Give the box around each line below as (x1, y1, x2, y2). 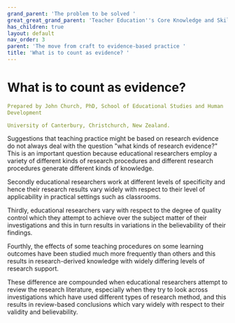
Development (7, 109, 42, 116)
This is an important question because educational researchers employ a (7, 149, 218, 158)
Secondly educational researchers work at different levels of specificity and (7, 178, 226, 186)
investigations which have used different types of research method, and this (7, 293, 227, 301)
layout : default (7, 29, 55, 37)
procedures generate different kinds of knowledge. (7, 164, 155, 172)
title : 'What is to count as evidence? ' (7, 50, 130, 57)
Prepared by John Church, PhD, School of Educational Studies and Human (7, 102, 224, 109)
